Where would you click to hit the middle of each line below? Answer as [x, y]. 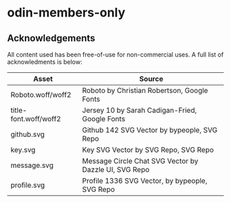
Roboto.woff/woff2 [41, 95]
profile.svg [28, 185]
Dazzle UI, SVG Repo [116, 170]
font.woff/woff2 [36, 119]
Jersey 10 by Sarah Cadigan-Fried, [140, 110]
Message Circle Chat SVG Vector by [140, 161]
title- [19, 110]
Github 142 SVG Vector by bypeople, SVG [150, 130]
